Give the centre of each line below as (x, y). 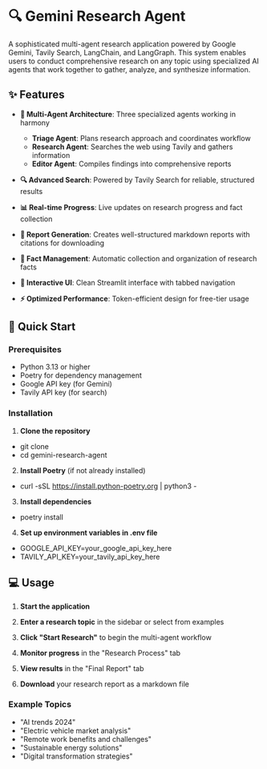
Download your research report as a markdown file (105, 684)
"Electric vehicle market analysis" (75, 731)
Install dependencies (56, 501)
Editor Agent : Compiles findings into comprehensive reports (131, 164)
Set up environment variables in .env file (89, 532)
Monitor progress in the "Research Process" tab (100, 653)
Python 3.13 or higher (55, 367)
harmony (35, 123)
